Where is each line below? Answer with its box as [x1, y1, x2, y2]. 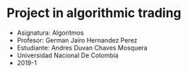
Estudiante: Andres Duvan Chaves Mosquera [16, 43, 148, 52]
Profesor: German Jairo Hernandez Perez [16, 35, 138, 44]
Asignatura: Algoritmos [16, 28, 84, 37]
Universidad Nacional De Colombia [16, 51, 119, 60]
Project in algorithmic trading [6, 5, 182, 21]
